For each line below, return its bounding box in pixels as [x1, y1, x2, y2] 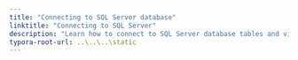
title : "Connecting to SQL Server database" [9, 12, 176, 22]
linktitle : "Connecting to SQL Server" [9, 21, 157, 30]
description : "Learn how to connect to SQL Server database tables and [9, 29, 279, 38]
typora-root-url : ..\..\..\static [9, 37, 137, 47]
